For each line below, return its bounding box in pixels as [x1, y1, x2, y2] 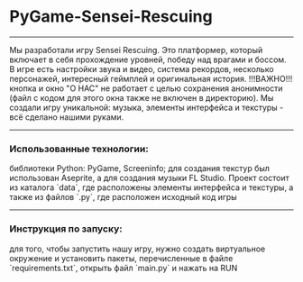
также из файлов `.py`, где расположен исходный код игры [9, 192, 237, 203]
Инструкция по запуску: [9, 223, 124, 235]
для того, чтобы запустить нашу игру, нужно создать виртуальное [9, 243, 266, 254]
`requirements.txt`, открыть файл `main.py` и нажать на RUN [9, 262, 238, 273]
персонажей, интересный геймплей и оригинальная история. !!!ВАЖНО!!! [9, 73, 293, 84]
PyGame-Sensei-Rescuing [9, 6, 214, 27]
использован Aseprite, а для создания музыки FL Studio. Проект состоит [9, 173, 290, 184]
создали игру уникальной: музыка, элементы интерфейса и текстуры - [9, 102, 284, 113]
